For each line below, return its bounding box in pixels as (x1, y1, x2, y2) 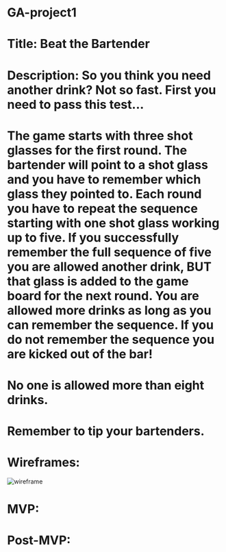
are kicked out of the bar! (7, 346, 153, 362)
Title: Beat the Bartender (7, 36, 151, 52)
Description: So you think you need (7, 67, 211, 83)
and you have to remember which (7, 171, 201, 187)
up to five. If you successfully (7, 229, 179, 245)
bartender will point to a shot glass (7, 157, 209, 173)
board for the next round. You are (7, 288, 200, 303)
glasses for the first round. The (7, 142, 187, 158)
